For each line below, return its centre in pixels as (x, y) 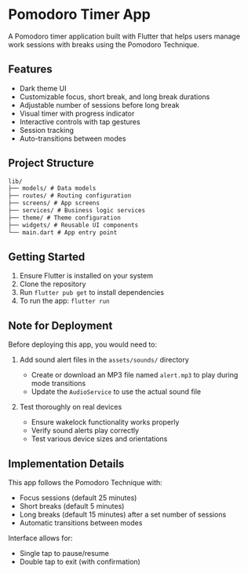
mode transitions (58, 384)
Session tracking (47, 130)
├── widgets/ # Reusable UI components (73, 225)
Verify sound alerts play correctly (85, 431)
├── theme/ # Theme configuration (65, 218)
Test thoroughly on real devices (71, 407)
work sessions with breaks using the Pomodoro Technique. (104, 44)
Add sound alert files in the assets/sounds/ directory (104, 360)
